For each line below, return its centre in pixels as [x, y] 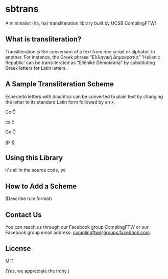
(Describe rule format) [29, 198]
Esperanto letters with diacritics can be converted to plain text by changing [84, 96]
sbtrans [22, 9]
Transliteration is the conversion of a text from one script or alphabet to [80, 51]
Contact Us [23, 215]
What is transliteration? [43, 39]
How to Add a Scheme [41, 186]
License [18, 248]
